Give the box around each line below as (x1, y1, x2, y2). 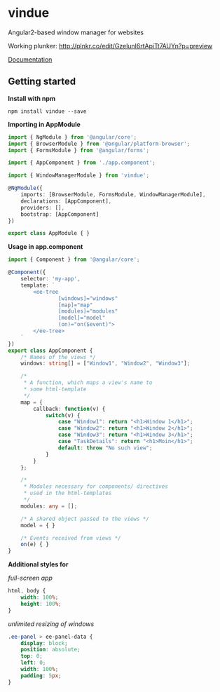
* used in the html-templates (23, 489, 112, 497)
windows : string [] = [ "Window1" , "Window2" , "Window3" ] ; (20, 360, 191, 367)
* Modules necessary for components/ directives (23, 483, 169, 490)
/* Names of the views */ (20, 353, 97, 360)
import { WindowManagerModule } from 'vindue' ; (8, 172, 150, 179)
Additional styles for (8, 560, 69, 569)
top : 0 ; (20, 653, 43, 660)
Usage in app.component (8, 243, 83, 251)
